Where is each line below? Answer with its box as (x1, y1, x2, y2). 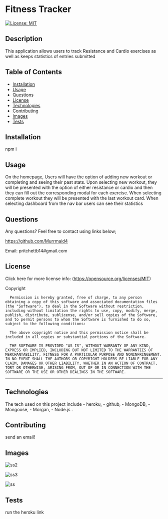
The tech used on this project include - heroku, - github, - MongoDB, (5, 401, 147, 407)
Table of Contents (5, 68, 62, 76)
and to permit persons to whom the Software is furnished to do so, (5, 317, 151, 322)
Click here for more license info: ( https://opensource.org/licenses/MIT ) (5, 276, 151, 282)
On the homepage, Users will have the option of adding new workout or (5, 174, 152, 180)
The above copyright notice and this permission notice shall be (9, 330, 149, 335)
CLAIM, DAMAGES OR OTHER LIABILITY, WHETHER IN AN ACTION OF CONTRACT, (5, 361, 157, 366)
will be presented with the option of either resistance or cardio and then (5, 184, 153, 191)
